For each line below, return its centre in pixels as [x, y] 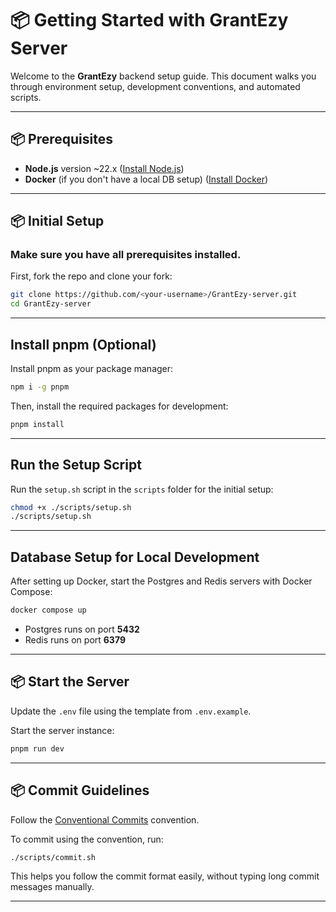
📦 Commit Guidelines [80, 790]
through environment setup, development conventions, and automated [155, 86]
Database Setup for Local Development [135, 557]
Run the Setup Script [76, 465]
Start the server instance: [62, 730]
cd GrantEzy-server [51, 304]
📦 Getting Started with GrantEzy [149, 20]
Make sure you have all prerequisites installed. [126, 255]
